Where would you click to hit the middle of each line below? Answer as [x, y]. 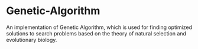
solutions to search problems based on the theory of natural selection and [96, 33]
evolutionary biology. [32, 40]
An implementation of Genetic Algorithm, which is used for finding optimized [99, 27]
